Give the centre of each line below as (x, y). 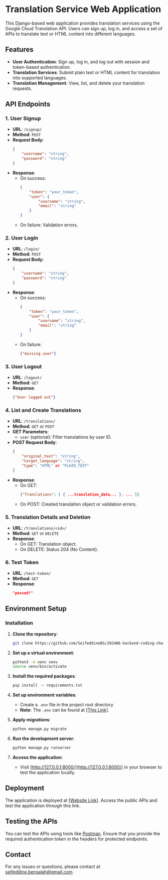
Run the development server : (43, 738)
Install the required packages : (44, 676)
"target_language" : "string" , (53, 461)
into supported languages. (40, 78)
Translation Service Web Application (83, 9)
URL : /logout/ (27, 378)
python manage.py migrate (39, 729)
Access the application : (38, 757)
